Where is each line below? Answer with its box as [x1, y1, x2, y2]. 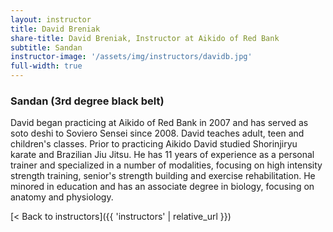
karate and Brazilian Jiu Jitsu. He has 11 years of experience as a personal [10, 149, 315, 161]
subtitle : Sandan [10, 42, 83, 53]
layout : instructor [10, 14, 92, 25]
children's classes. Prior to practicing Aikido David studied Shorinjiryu [10, 138, 298, 150]
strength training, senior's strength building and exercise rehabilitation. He [10, 170, 316, 182]
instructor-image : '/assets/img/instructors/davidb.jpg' [10, 52, 253, 62]
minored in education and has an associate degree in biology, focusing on [10, 181, 315, 193]
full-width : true [10, 61, 83, 71]
